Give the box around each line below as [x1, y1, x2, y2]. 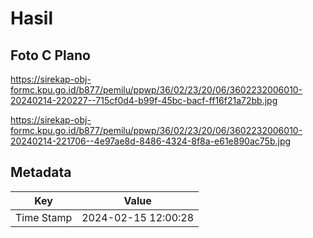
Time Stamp [15, 210, 73, 224]
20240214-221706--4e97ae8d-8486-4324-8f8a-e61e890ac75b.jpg [10, 135, 292, 147]
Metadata [10, 164, 72, 181]
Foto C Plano [10, 47, 91, 64]
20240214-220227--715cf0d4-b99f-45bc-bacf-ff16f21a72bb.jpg [10, 95, 278, 106]
